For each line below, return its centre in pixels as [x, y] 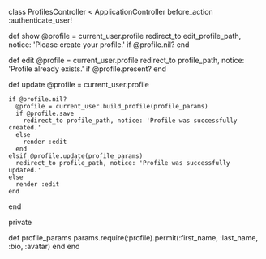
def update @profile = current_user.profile [79, 85]
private [20, 222]
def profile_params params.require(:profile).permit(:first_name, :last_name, [133, 238]
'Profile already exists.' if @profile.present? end [88, 69]
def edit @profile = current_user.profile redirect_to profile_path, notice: [127, 60]
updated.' [25, 170]
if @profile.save [45, 113]
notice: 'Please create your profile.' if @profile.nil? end [99, 45]
